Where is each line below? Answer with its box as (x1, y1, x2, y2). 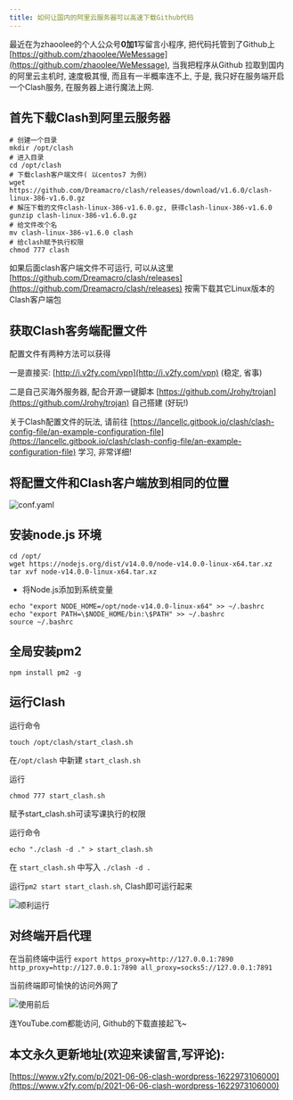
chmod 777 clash (9, 246, 69, 255)
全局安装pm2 (9, 644, 82, 659)
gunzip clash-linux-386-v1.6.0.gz (9, 211, 138, 220)
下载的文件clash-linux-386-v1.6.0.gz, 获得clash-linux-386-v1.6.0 (30, 203, 273, 212)
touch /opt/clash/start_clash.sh (9, 738, 134, 747)
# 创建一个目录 (9, 136, 58, 145)
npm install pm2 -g (9, 668, 82, 677)
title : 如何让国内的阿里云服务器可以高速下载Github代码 (9, 12, 194, 22)
